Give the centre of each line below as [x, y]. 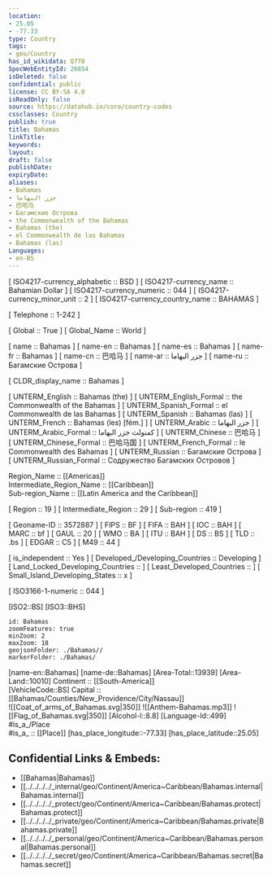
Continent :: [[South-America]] [104, 681]
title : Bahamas [34, 129]
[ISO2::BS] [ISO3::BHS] [47, 607]
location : [25, 16]
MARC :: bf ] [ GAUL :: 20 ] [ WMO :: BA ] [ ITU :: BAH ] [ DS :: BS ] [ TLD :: [132, 533]
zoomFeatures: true [41, 629]
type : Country [32, 39]
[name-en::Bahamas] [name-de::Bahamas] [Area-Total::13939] [113, 672]
